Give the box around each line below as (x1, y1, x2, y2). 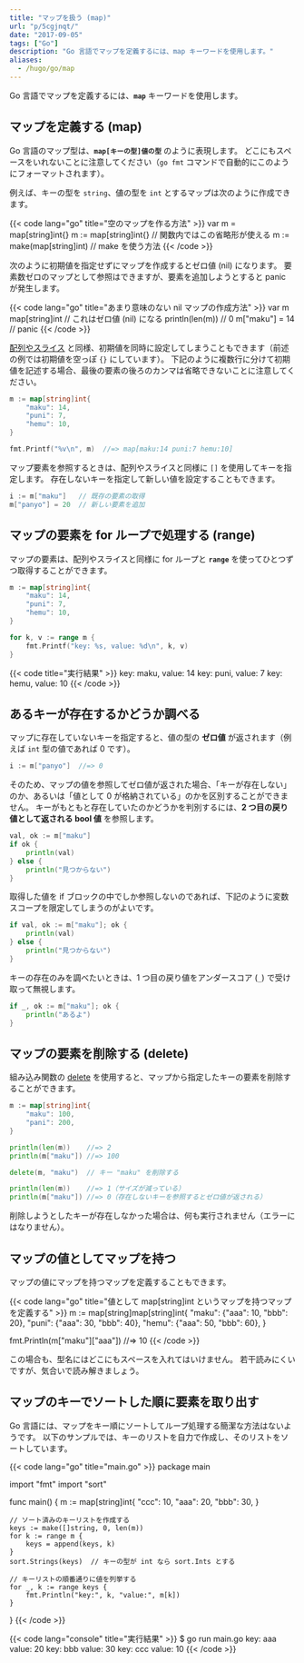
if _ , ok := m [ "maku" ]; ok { (9, 1001, 120, 1011)
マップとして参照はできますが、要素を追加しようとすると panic (48, 271, 287, 282)
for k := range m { (9, 1531, 83, 1540)
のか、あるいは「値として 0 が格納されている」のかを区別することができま (9, 791, 289, 802)
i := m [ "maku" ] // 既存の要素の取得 (9, 492, 145, 501)
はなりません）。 (9, 1221, 70, 1232)
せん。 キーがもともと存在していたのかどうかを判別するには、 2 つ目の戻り (9, 802, 289, 813)
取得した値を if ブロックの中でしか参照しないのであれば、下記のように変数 (9, 891, 289, 902)
